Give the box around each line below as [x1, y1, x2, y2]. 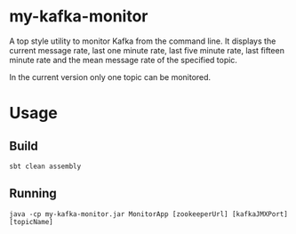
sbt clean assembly [9, 162, 82, 171]
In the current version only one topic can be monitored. [9, 71, 212, 82]
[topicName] [9, 217, 53, 226]
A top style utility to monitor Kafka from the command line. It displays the [9, 36, 276, 46]
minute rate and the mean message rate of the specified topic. [9, 54, 238, 65]
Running [9, 186, 58, 201]
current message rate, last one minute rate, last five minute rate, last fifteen [9, 44, 284, 55]
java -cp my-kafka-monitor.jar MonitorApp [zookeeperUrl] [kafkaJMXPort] [9, 209, 289, 219]
